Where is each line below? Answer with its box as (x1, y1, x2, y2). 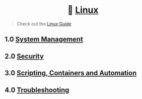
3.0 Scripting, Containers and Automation (4, 69, 137, 77)
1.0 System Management (4, 35, 83, 44)
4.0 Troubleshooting (4, 86, 70, 94)
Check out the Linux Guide (16, 21, 71, 27)
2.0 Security (4, 52, 44, 60)
